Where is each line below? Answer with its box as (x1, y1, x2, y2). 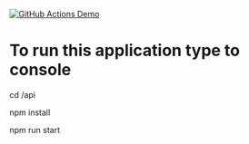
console (9, 60, 72, 81)
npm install (9, 107, 51, 118)
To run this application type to (9, 41, 241, 61)
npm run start (9, 124, 61, 135)
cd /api (9, 89, 36, 100)
